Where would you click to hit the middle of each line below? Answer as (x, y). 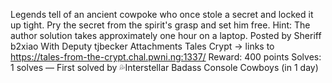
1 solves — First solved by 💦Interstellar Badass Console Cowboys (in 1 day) (164, 67)
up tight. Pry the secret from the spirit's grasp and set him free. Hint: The (160, 25)
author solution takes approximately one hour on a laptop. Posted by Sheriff (166, 35)
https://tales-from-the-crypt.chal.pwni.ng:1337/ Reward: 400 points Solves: (166, 57)
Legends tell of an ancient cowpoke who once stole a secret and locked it (162, 14)
